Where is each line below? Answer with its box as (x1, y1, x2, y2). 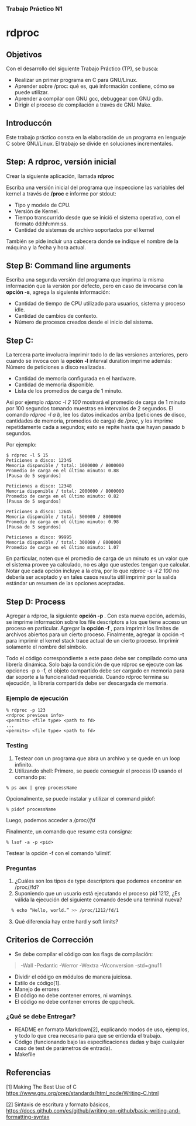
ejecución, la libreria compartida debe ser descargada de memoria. (6, 679, 169, 686)
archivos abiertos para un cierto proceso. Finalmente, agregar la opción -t (6, 631, 184, 638)
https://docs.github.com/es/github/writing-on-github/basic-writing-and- (6, 1107, 181, 1114)
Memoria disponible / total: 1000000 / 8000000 (6, 463, 125, 469)
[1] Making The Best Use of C (6, 1083, 77, 1090)
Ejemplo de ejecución (6, 694, 68, 702)
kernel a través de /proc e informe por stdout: (6, 190, 116, 197)
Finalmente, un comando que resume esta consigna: (6, 828, 133, 835)
